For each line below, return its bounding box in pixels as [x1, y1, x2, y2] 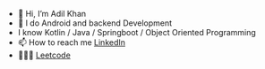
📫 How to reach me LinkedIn [17, 37, 126, 48]
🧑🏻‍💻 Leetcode [17, 50, 72, 60]
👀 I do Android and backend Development [17, 18, 173, 28]
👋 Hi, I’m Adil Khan [17, 9, 87, 19]
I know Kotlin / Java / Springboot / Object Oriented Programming [17, 27, 257, 37]
